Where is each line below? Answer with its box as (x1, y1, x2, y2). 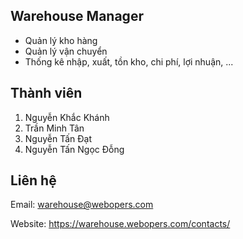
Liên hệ (10, 172, 57, 189)
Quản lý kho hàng (24, 34, 98, 46)
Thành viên (10, 85, 83, 102)
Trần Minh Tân (24, 122, 85, 134)
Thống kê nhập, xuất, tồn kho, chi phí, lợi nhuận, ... (24, 55, 234, 68)
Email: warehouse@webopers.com (10, 199, 154, 211)
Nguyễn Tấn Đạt (24, 132, 92, 144)
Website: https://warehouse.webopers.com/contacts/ (10, 218, 231, 230)
